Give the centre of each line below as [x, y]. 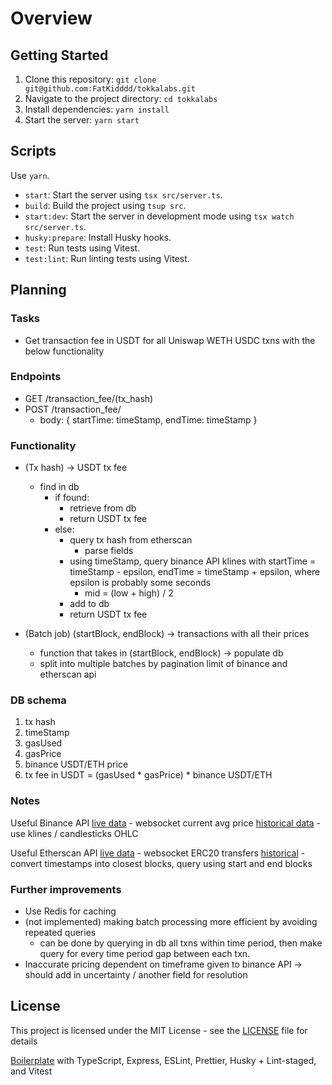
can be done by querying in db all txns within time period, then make [181, 943]
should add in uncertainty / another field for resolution [136, 974]
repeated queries [60, 932]
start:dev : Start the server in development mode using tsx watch [159, 216]
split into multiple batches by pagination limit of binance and [163, 664]
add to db [89, 604]
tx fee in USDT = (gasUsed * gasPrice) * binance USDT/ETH [148, 775]
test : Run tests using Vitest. [82, 248]
